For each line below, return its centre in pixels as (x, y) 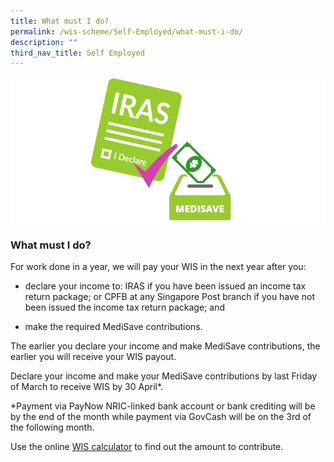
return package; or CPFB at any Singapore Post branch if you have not (169, 297)
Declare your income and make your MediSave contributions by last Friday (164, 376)
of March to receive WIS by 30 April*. (87, 387)
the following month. (52, 427)
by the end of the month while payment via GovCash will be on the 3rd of (161, 417)
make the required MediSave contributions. (113, 327)
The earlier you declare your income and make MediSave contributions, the (165, 346)
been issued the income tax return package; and (124, 307)
